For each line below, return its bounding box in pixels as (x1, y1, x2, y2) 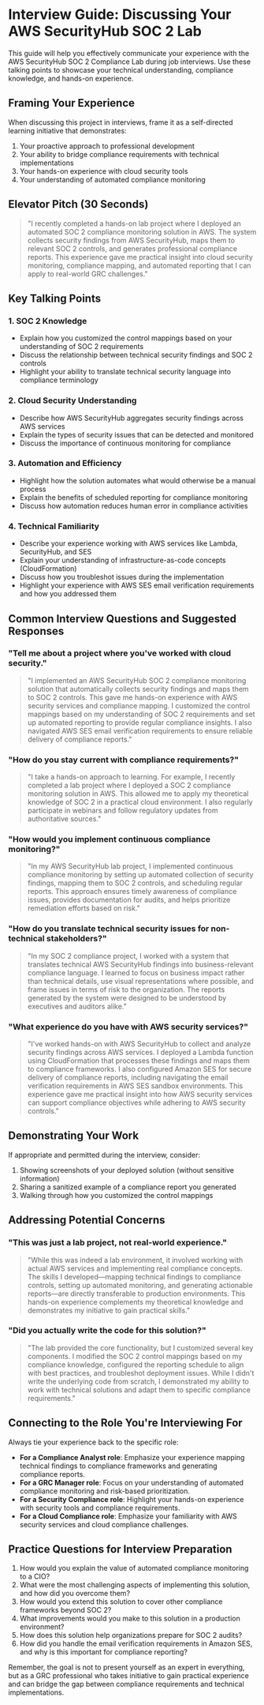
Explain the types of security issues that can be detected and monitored (19, 430, 254, 439)
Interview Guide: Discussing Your (8, 6, 232, 24)
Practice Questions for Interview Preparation (8, 1542, 232, 1557)
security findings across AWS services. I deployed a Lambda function (27, 1048, 254, 1057)
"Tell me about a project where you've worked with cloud (8, 648, 232, 659)
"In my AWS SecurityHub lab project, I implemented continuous (27, 862, 234, 871)
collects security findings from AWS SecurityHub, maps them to (27, 235, 235, 245)
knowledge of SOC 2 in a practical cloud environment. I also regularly (27, 798, 254, 807)
